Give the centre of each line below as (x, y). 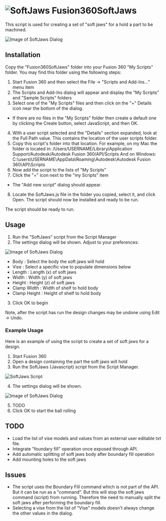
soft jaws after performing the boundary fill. (57, 503)
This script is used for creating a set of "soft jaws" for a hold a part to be (79, 24)
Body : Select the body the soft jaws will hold (58, 261)
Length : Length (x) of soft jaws (44, 272)
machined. (16, 29)
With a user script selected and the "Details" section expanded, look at (84, 133)
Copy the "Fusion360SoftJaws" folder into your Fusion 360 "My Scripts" (79, 67)
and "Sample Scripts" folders (42, 97)
